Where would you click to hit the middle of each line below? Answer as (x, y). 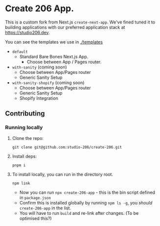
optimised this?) (36, 218)
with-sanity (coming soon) (39, 67)
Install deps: (24, 156)
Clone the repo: (28, 138)
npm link (21, 183)
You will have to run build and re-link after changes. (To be (79, 213)
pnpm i (19, 165)
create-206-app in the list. (45, 208)
